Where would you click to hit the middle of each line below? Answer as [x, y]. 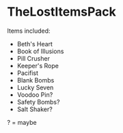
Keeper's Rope [38, 65]
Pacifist [28, 73]
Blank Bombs [36, 80]
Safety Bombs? [38, 102]
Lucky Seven [35, 87]
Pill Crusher [33, 58]
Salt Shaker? [35, 109]
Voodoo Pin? [35, 94]
